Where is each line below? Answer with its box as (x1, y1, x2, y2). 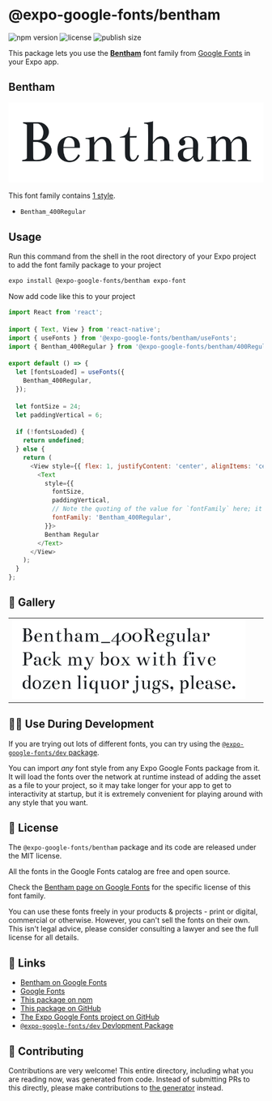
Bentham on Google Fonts (19, 978, 108, 987)
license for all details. (8, 932, 79, 942)
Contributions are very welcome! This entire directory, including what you (8, 1065, 253, 1075)
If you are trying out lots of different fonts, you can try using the (8, 739, 221, 748)
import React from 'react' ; (8, 308, 104, 317)
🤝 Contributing (8, 1044, 84, 1058)
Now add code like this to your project (8, 292, 136, 302)
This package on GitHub (19, 1004, 101, 1013)
